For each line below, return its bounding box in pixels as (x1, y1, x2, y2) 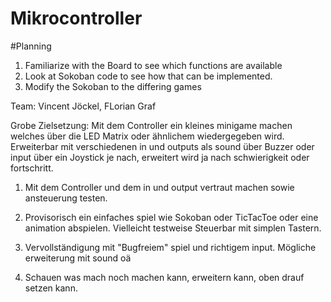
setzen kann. (24, 282, 78, 294)
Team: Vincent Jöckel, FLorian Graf (10, 100, 157, 112)
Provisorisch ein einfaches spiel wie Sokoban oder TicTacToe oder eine (24, 211, 319, 223)
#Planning (10, 40, 52, 52)
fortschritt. (10, 162, 54, 174)
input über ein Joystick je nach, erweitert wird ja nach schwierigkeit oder (10, 151, 310, 163)
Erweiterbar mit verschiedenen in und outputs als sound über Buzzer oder (10, 140, 315, 152)
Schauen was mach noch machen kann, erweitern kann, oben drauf (24, 271, 305, 283)
